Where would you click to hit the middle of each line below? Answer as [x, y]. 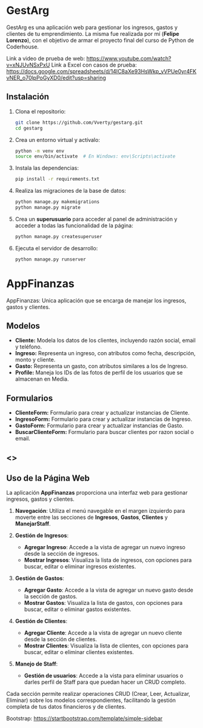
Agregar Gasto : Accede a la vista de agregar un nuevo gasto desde [109, 590]
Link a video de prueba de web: [46, 58]
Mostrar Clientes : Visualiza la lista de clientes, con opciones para [106, 646]
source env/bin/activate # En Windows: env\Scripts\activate [95, 156]
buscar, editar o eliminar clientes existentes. [79, 652]
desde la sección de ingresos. [62, 554]
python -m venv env [40, 151]
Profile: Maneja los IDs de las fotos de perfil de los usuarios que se [99, 373]
